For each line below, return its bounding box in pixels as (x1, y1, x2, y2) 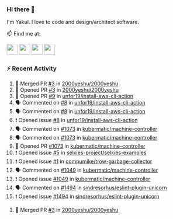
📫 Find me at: (6, 30, 41, 37)
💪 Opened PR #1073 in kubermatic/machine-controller (15, 142, 146, 150)
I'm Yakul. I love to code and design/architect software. (6, 19, 140, 26)
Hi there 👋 (6, 5, 36, 13)
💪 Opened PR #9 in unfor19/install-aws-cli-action (15, 92, 134, 99)
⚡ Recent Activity (6, 64, 57, 72)
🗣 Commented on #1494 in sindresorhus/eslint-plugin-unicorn (15, 184, 167, 191)
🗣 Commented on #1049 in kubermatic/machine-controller (15, 166, 158, 173)
